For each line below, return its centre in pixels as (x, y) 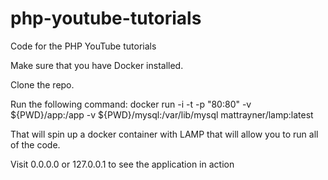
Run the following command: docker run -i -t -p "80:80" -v (131, 104)
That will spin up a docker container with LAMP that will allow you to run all (164, 134)
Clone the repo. (42, 84)
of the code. (35, 144)
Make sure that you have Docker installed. (97, 65)
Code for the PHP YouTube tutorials (83, 46)
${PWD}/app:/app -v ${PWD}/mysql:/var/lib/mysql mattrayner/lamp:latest (162, 114)
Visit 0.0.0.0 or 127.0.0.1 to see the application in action (122, 164)
